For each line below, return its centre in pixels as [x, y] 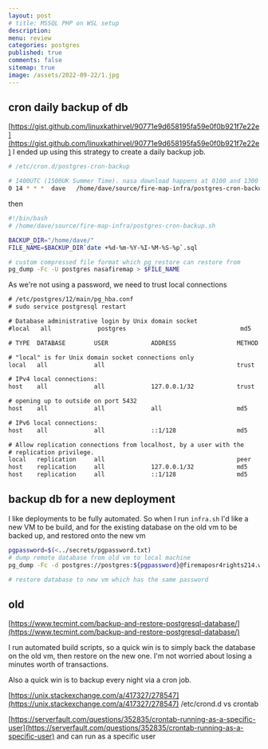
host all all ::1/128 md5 [128, 430]
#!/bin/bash [28, 219]
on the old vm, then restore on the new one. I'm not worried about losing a [130, 656]
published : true [35, 53]
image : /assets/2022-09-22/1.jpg [64, 75]
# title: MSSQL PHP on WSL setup [64, 23]
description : [30, 30]
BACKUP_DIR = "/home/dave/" [51, 240]
